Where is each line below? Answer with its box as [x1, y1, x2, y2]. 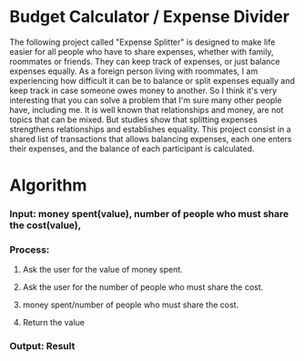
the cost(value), [9, 219, 82, 232]
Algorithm [9, 175, 87, 196]
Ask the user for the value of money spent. [22, 264, 184, 275]
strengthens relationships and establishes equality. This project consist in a [9, 123, 291, 134]
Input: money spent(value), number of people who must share [9, 208, 289, 221]
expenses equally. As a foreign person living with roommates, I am [9, 66, 258, 77]
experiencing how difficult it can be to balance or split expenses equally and [9, 75, 296, 86]
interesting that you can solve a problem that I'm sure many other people [9, 94, 282, 106]
